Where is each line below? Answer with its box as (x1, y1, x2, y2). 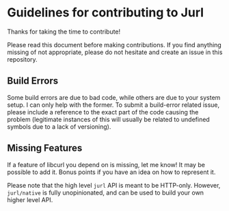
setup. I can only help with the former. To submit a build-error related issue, (7, 101, 220, 109)
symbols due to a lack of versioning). (7, 122, 111, 131)
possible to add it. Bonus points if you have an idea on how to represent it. (7, 168, 216, 176)
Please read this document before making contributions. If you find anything (7, 40, 222, 49)
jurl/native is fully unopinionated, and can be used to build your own (7, 188, 204, 197)
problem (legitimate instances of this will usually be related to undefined (7, 115, 210, 123)
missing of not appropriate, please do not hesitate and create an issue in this (7, 48, 223, 56)
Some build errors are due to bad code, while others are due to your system (7, 93, 221, 101)
